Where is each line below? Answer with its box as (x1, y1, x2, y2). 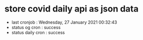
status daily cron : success (11, 29, 65, 35)
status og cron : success (11, 24, 61, 30)
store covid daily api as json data (4, 3, 139, 14)
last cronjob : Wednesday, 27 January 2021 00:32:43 (11, 19, 117, 25)
